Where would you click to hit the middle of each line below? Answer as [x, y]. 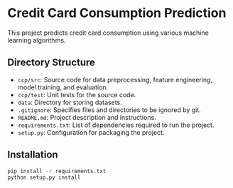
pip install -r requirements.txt [57, 171]
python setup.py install [44, 178]
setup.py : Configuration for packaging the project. [91, 132]
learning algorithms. [37, 40]
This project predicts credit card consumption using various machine [108, 33]
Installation [33, 155]
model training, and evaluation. [63, 87]
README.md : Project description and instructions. [87, 117]
